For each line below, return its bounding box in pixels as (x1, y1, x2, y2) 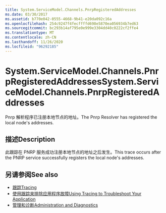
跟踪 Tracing (12, 184, 37, 191)
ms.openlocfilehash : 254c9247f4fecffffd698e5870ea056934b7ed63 (5, 21, 139, 26)
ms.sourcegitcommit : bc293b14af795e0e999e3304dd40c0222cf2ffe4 (5, 26, 139, 31)
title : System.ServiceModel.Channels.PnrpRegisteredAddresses (5, 7, 136, 12)
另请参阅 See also (5, 170, 58, 179)
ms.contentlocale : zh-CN (5, 35, 56, 40)
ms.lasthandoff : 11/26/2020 (5, 40, 63, 45)
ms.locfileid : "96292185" (5, 44, 58, 49)
